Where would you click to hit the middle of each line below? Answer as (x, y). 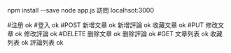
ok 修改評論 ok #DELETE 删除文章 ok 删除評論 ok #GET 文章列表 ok (112, 34)
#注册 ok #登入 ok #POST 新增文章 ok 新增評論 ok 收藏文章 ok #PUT (106, 25)
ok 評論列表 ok (42, 43)
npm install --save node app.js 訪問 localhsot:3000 (80, 10)
